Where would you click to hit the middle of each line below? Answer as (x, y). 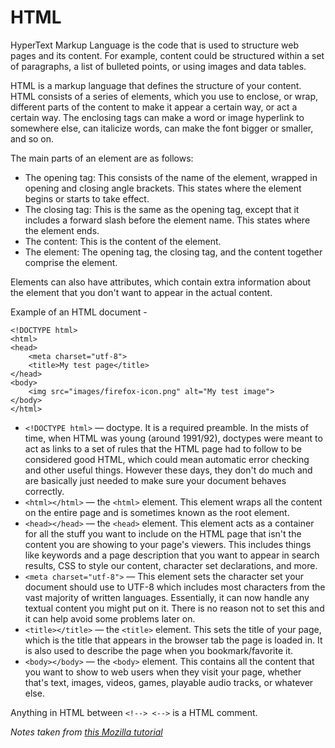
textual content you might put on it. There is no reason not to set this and (174, 608)
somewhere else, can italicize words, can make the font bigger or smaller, (162, 128)
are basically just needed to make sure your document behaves (155, 480)
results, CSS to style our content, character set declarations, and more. (171, 565)
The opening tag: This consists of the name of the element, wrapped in (171, 177)
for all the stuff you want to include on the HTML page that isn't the (163, 533)
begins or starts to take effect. (87, 198)
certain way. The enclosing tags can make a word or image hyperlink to (157, 117)
